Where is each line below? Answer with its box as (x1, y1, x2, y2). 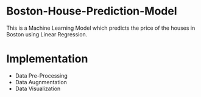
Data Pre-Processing (15, 72, 68, 79)
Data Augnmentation (15, 78, 67, 85)
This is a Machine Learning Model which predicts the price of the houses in (6, 24, 196, 32)
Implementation (6, 52, 88, 66)
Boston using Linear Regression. (6, 30, 88, 38)
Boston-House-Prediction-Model (6, 4, 178, 18)
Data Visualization (15, 85, 61, 92)
